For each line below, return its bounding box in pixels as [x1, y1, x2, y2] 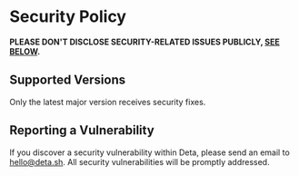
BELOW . [9, 45, 41, 56]
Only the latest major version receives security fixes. [9, 96, 206, 107]
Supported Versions [9, 73, 125, 88]
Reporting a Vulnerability [9, 122, 154, 138]
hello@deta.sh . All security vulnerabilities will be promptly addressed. [9, 156, 270, 167]
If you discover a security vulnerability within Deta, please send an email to [9, 147, 291, 158]
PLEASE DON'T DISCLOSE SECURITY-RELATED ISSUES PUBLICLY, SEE [9, 36, 280, 47]
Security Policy [9, 6, 127, 27]
